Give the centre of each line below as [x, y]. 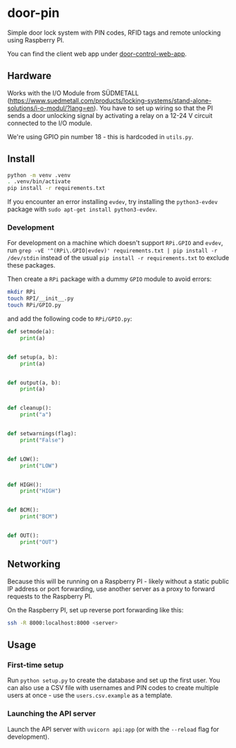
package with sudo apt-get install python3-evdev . [82, 209]
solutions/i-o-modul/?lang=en [51, 108]
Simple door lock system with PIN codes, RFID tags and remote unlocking [114, 32]
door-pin [33, 13]
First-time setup [36, 665]
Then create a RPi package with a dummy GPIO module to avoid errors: [110, 279]
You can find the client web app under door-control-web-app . [97, 54]
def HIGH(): [25, 485]
